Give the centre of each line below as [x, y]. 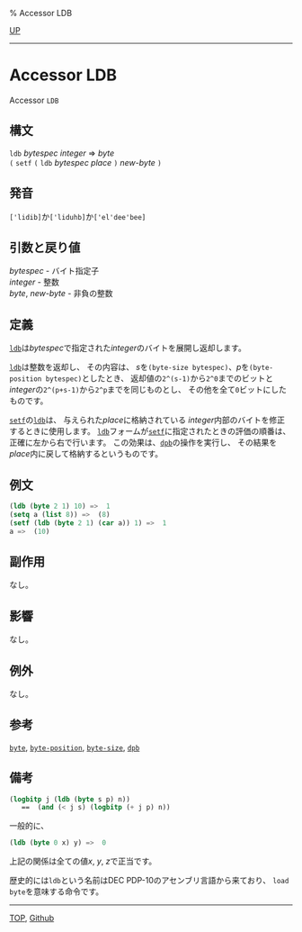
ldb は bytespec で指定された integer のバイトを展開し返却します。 [128, 348]
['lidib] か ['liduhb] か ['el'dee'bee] [78, 216]
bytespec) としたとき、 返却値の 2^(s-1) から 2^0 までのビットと [160, 378]
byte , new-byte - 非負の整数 [62, 294]
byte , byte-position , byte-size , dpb [75, 747]
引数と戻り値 [45, 247]
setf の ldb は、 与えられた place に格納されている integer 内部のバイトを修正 [147, 420]
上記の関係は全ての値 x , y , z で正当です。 [83, 861]
